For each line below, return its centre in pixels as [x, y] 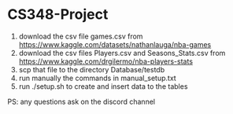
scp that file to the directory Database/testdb [92, 69]
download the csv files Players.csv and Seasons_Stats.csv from [122, 53]
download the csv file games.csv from [81, 36]
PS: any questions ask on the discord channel [81, 101]
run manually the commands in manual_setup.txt [97, 78]
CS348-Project [58, 15]
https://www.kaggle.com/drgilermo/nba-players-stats [106, 61]
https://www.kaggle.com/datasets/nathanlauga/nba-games [115, 44]
